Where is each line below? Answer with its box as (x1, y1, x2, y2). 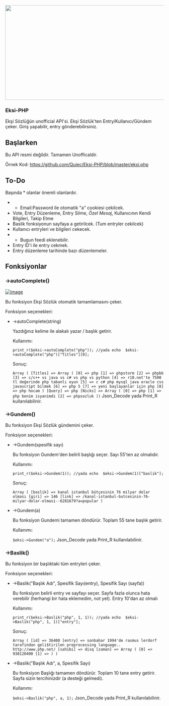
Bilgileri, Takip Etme (12, 215, 54, 221)
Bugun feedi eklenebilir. (20, 237, 69, 243)
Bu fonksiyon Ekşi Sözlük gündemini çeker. (5, 422, 94, 428)
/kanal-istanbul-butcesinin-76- (82, 494, 150, 499)
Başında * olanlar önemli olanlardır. (5, 189, 77, 195)
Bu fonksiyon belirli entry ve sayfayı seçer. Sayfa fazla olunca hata (12, 590, 150, 596)
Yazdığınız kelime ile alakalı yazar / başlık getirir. (12, 328, 112, 334)
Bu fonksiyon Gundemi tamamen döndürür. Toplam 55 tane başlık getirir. (12, 517, 162, 523)
